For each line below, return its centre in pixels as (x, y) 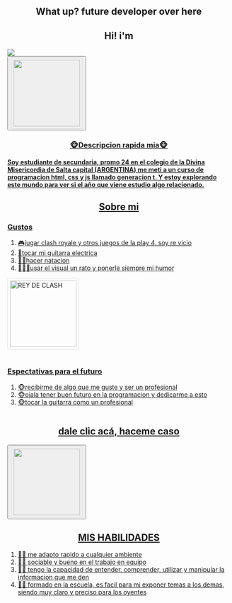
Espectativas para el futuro (55, 371)
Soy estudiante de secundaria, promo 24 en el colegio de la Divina (106, 162)
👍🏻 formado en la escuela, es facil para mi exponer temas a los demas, (121, 585)
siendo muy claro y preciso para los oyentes (82, 592)
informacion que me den (53, 577)
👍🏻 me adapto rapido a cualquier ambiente (80, 555)
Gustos (20, 227)
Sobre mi (119, 207)
